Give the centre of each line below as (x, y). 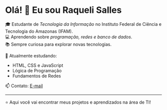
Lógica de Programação (37, 70)
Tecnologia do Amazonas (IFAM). (39, 31)
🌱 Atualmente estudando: (31, 55)
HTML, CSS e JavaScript (38, 65)
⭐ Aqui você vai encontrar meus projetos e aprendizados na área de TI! (78, 102)
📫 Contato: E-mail (24, 86)
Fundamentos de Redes (37, 76)
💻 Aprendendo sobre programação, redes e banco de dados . (69, 37)
